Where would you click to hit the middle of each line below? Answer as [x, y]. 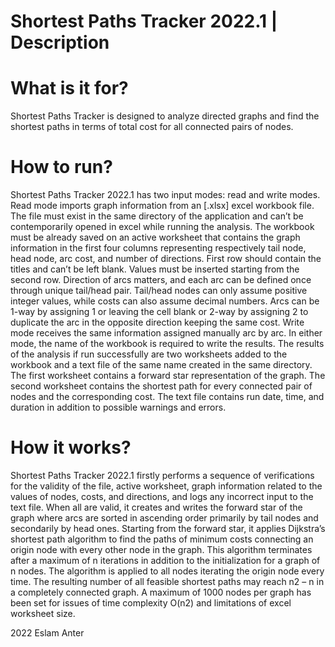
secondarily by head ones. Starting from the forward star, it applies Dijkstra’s [168, 528]
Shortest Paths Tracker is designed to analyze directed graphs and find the [165, 116]
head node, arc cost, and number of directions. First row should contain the [166, 259]
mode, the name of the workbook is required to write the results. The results [167, 344]
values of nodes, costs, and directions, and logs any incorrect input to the [162, 496]
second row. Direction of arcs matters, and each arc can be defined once [161, 280]
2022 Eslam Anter [47, 633]
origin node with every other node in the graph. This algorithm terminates [161, 549]
